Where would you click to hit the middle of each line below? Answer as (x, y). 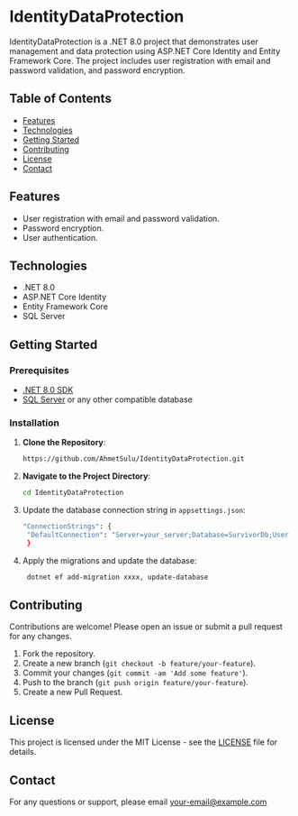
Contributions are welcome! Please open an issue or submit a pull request (146, 627)
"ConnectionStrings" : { (67, 527)
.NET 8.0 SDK (48, 390)
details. (23, 752)
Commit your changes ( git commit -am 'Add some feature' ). (135, 673)
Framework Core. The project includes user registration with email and (140, 60)
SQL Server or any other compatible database (108, 399)
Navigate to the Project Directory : (86, 476)
